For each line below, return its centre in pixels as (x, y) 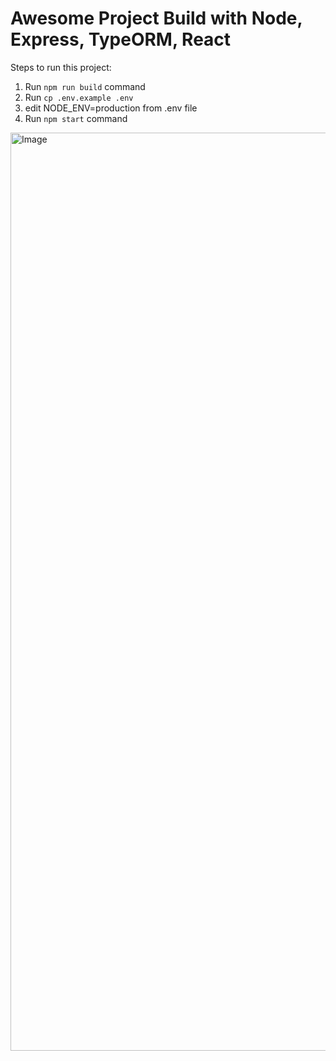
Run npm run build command (85, 86)
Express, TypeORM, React (121, 39)
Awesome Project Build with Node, (156, 18)
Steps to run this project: (61, 67)
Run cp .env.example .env (79, 97)
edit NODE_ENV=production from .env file (111, 108)
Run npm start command (76, 118)
